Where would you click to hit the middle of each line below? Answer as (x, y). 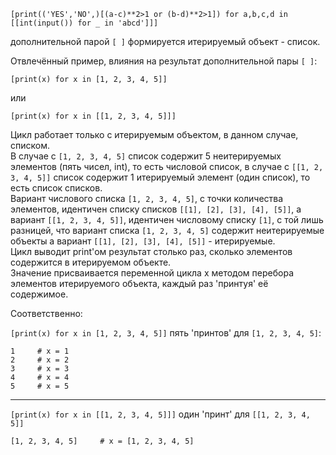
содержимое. (39, 294)
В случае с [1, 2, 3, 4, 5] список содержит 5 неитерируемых (146, 156)
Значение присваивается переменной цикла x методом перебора (152, 273)
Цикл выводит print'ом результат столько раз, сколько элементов (151, 251)
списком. (30, 145)
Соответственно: (46, 313)
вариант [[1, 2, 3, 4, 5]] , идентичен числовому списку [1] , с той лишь (167, 219)
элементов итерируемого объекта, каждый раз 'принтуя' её (139, 283)
